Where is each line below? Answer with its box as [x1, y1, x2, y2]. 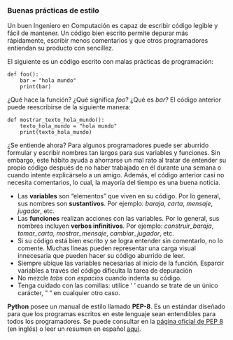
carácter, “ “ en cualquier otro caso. [17, 289, 120, 297]
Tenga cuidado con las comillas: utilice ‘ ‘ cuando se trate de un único [17, 281, 218, 290]
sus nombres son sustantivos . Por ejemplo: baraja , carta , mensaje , [17, 199, 213, 208]
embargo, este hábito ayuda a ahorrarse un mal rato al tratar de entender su [7, 156, 226, 165]
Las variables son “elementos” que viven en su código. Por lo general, [17, 192, 221, 200]
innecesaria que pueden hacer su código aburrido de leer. [17, 252, 185, 260]
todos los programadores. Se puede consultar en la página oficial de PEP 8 [7, 318, 224, 326]
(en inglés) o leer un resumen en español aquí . [7, 325, 141, 333]
